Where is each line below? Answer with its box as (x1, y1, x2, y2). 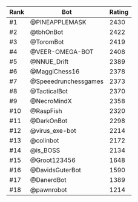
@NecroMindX (30, 97, 72, 105)
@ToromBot (30, 38, 64, 46)
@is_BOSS (30, 146, 61, 154)
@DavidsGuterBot (30, 166, 82, 174)
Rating (109, 8, 129, 16)
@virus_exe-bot (30, 127, 77, 135)
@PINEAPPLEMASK (30, 18, 87, 26)
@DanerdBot (30, 176, 67, 184)
